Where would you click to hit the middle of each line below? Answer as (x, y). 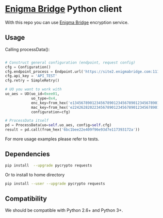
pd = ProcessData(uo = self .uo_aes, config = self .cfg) (58, 125)
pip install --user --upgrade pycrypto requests (55, 184)
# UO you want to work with (33, 89)
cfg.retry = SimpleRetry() (32, 81)
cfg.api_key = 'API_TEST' (31, 76)
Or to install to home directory (35, 175)
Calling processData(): (27, 49)
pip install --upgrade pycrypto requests (49, 165)
